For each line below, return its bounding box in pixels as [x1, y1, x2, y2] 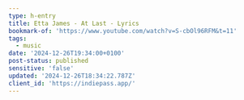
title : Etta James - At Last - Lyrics [8, 19, 139, 27]
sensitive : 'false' [8, 65, 75, 73]
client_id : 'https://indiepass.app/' [8, 79, 136, 87]
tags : [8, 34, 27, 43]
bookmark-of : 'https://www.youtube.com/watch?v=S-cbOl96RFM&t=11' [8, 27, 238, 35]
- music [15, 42, 42, 50]
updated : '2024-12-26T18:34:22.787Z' [8, 72, 136, 80]
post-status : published [8, 57, 89, 65]
